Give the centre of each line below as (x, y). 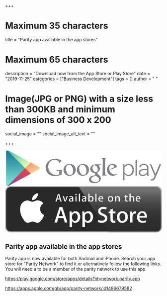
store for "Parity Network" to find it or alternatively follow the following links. (83, 264)
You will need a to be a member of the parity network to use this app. (76, 269)
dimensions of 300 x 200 (58, 120)
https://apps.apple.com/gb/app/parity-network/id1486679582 (69, 289)
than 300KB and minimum (60, 109)
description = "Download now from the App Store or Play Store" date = (78, 73)
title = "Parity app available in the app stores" (51, 39)
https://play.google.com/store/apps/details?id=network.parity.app (73, 279)
